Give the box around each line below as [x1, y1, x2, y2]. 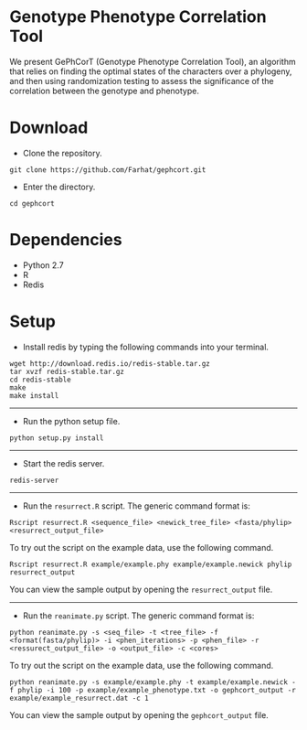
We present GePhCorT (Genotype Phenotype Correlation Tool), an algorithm [9, 56, 296, 67]
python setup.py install [9, 433, 104, 443]
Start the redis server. [22, 457, 105, 468]
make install [9, 391, 59, 400]
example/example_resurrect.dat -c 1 [9, 693, 149, 703]
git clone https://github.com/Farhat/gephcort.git [9, 165, 206, 175]
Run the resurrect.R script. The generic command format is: [22, 500, 251, 511]
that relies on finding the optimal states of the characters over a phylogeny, [9, 66, 292, 77]
